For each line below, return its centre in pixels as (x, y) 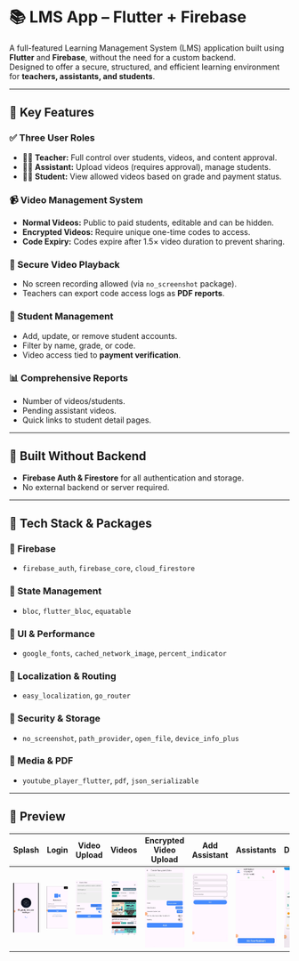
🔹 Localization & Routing (63, 675)
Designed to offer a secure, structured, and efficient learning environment (145, 67)
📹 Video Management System (77, 199)
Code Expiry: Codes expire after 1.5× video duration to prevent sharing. (154, 241)
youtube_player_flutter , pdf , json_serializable (110, 780)
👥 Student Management (61, 317)
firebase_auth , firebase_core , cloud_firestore (109, 568)
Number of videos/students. (74, 400)
